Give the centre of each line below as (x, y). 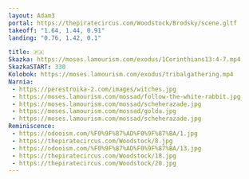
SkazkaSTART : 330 (37, 67)
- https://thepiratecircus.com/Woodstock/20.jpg (94, 163)
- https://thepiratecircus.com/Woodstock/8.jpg (92, 141)
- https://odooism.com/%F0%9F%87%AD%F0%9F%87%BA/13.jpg (107, 148)
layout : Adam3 (32, 16)
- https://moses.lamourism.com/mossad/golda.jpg (94, 111)
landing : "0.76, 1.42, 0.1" (55, 38)
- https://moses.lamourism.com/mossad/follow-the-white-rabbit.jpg (126, 96)
